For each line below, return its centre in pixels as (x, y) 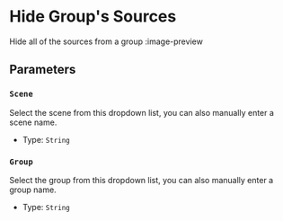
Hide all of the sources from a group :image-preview (106, 41)
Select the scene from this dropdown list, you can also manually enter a (141, 112)
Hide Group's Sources (93, 17)
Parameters (43, 70)
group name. (33, 190)
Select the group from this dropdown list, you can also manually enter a (141, 180)
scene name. (33, 122)
